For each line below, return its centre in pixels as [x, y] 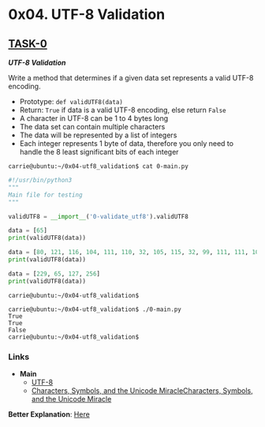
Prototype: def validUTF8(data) [71, 101]
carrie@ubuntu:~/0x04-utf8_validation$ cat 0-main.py [99, 167]
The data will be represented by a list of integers [98, 135]
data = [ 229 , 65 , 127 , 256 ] [54, 274]
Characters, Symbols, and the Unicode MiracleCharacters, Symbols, [142, 390]
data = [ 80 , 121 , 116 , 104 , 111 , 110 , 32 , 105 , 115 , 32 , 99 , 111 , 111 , [129, 253]
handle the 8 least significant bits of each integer [99, 152]
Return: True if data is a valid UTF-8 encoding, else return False [123, 110]
